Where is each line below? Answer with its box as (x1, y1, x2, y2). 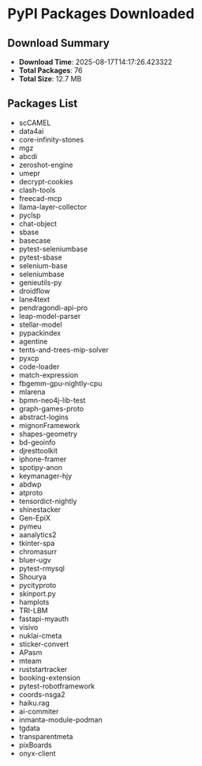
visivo (18, 622, 39, 631)
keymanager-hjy (18, 471, 73, 480)
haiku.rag (18, 698, 50, 707)
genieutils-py (18, 278, 62, 287)
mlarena (18, 387, 46, 396)
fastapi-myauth (18, 614, 69, 624)
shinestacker (18, 504, 61, 514)
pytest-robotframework (18, 681, 95, 691)
